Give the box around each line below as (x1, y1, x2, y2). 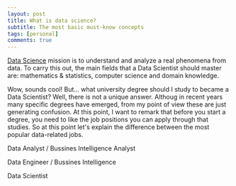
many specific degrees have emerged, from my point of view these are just (7, 100, 227, 109)
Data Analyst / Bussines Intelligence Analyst (7, 144, 136, 153)
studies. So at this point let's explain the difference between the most (7, 123, 210, 131)
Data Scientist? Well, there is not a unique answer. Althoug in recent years (7, 93, 223, 102)
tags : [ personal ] (7, 30, 59, 38)
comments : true (7, 37, 52, 44)
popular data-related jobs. (7, 131, 84, 139)
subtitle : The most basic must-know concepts (7, 23, 144, 31)
